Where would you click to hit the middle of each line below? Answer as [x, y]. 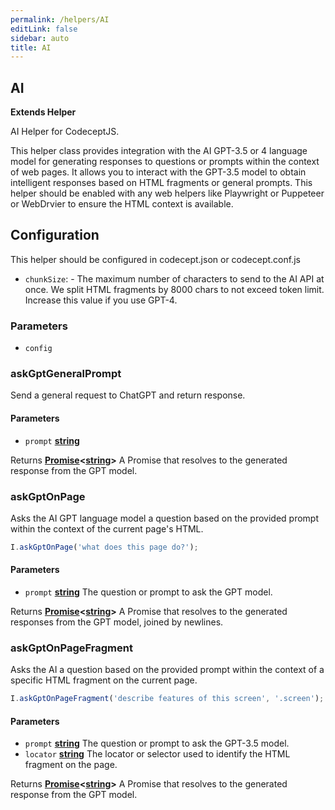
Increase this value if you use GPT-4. [101, 300]
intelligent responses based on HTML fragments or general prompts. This [161, 183]
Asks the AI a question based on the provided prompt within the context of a [167, 670]
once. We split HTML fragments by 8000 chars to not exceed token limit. [174, 289]
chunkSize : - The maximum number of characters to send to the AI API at [174, 278]
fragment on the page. [71, 765]
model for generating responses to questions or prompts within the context [165, 162]
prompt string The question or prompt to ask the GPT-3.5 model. [157, 743]
